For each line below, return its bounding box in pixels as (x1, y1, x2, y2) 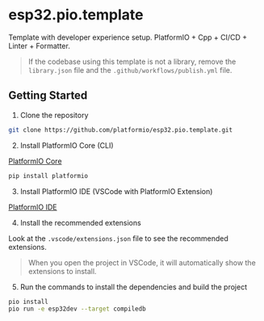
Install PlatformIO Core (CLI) (19, 140, 115, 150)
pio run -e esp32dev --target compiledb (8, 305, 147, 313)
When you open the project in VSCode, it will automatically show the (27, 257, 256, 268)
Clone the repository (19, 110, 89, 120)
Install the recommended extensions (19, 218, 141, 227)
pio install (8, 298, 48, 306)
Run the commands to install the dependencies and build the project (19, 281, 248, 292)
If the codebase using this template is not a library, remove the (27, 57, 237, 66)
